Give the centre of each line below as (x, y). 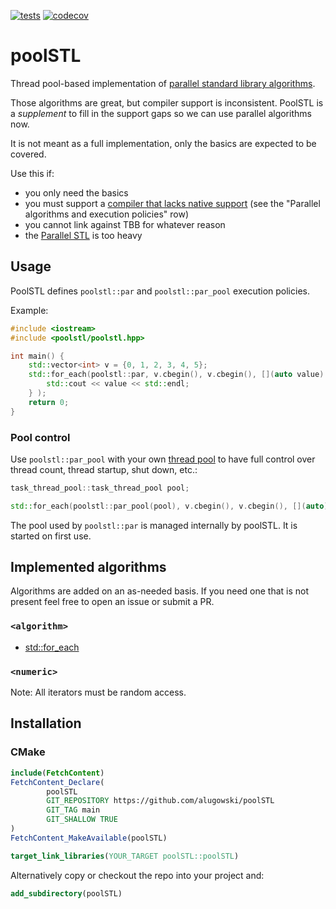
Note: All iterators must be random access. (98, 692)
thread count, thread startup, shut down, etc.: (104, 469)
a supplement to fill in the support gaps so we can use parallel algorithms (161, 113)
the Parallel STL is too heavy (83, 235)
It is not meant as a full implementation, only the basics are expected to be (163, 143)
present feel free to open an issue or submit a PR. (112, 602)
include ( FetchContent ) (57, 773)
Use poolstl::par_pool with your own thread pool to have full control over (163, 459)
